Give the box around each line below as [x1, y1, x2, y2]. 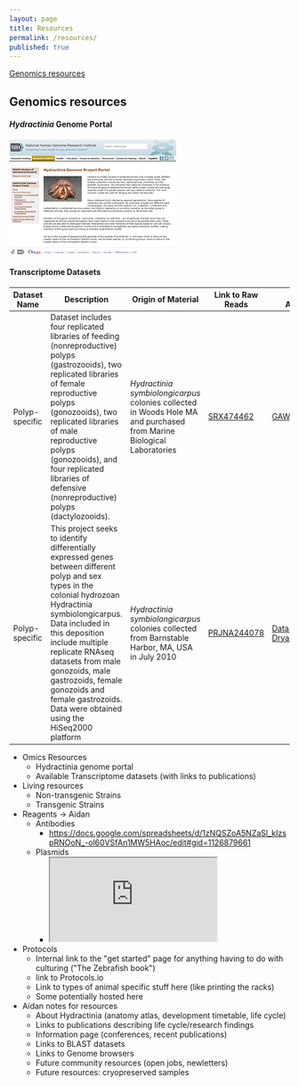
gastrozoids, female [50, 675, 123, 686]
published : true [9, 43, 69, 52]
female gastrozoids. [50, 694, 123, 705]
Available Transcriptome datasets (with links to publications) [35, 770, 256, 781]
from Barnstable [130, 632, 190, 642]
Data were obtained [50, 703, 123, 714]
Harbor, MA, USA [130, 642, 193, 652]
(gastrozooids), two [50, 359, 123, 369]
